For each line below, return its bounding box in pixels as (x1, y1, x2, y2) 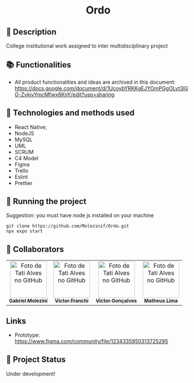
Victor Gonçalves (95, 297, 137, 305)
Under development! (6, 370, 56, 377)
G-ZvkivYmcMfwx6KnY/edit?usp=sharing (14, 91, 115, 98)
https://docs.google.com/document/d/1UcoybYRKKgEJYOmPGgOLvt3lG (14, 84, 189, 91)
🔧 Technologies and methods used (6, 108, 135, 118)
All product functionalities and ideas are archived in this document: (14, 78, 176, 86)
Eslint (14, 173, 28, 180)
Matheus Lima (144, 297, 178, 305)
